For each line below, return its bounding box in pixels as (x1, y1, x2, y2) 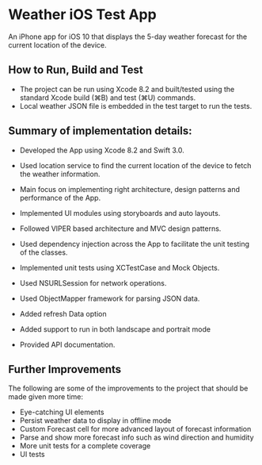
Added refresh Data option (19, 309, 107, 318)
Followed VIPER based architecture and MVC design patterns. (19, 224, 222, 233)
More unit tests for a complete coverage (19, 441, 151, 451)
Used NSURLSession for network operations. (19, 278, 167, 287)
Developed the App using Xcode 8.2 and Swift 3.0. (19, 145, 184, 155)
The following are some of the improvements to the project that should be (8, 383, 249, 394)
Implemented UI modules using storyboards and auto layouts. (19, 208, 221, 217)
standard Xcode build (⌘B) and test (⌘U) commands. (19, 93, 196, 102)
